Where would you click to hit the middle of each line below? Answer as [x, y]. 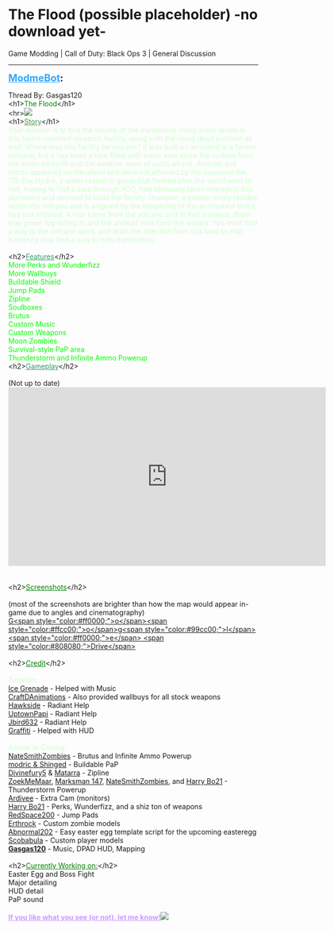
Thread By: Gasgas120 [45, 95]
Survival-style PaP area [46, 349]
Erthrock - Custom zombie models [64, 823]
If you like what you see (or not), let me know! [84, 917]
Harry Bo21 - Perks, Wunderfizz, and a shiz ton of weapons [106, 806]
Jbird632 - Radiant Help [48, 722]
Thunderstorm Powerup [47, 789]
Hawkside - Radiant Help [49, 705]
